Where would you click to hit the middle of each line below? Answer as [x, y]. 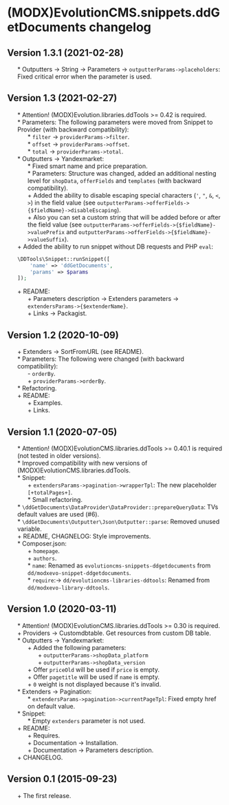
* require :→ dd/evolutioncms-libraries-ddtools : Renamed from [119, 580]
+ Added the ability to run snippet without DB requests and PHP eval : [115, 247]
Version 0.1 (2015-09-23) [62, 779]
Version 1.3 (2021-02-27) [62, 98]
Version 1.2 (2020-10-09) [63, 335]
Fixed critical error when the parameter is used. [84, 76]
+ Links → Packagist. [57, 313]
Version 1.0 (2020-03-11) [62, 609]
